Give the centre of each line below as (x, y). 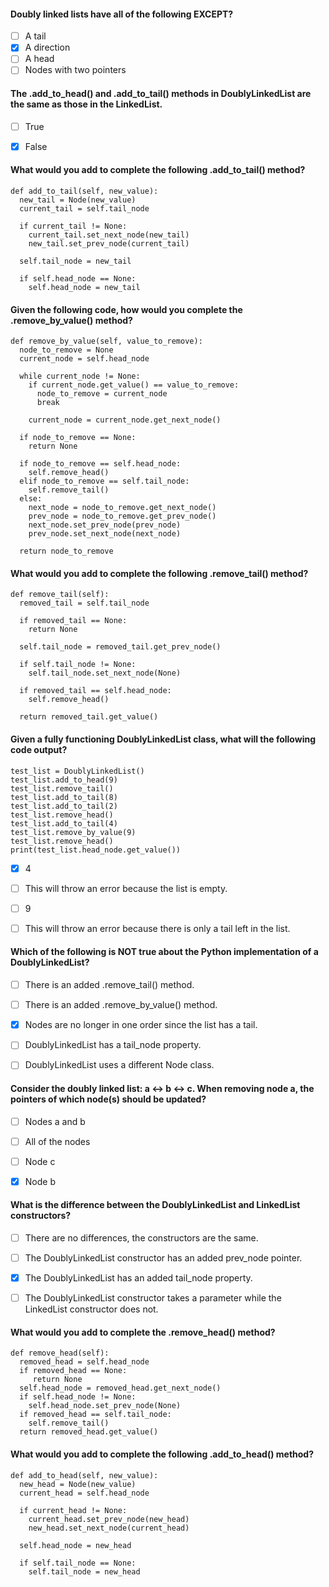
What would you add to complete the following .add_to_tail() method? (158, 170)
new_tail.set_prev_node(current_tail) (109, 243)
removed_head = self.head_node (84, 1362)
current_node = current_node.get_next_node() (125, 420)
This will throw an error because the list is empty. (126, 888)
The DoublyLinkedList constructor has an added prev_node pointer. (163, 1258)
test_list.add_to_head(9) (64, 780)
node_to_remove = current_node (102, 394)
